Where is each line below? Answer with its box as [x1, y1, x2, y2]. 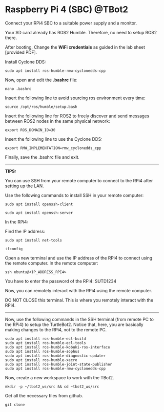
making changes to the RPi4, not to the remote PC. [5, 326, 107, 332]
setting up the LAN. [5, 183, 44, 189]
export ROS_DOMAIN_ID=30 [5, 128, 56, 132]
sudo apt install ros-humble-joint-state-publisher [5, 362, 112, 367]
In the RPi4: [5, 219, 28, 225]
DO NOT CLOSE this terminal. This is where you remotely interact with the [5, 297, 154, 303]
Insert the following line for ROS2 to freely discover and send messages [5, 113, 150, 119]
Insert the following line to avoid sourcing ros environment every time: [5, 95, 145, 101]
